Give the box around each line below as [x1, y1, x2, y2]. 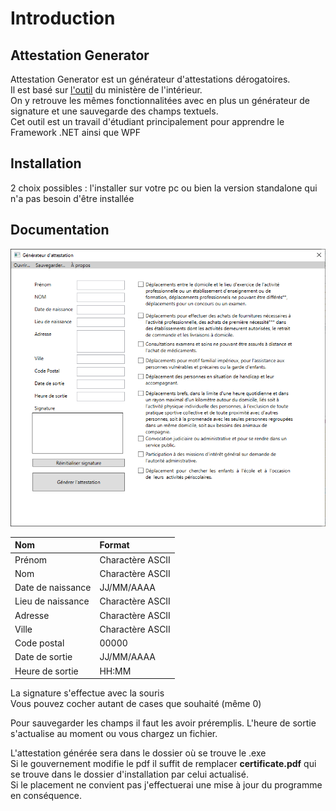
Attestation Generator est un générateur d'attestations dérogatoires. [10, 73, 291, 85]
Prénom [14, 553, 48, 566]
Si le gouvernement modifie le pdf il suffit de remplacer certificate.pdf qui [10, 758, 317, 770]
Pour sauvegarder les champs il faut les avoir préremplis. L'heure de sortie [10, 717, 317, 729]
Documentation [10, 222, 110, 239]
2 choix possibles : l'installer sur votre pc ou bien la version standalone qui [10, 182, 318, 194]
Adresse [14, 609, 50, 621]
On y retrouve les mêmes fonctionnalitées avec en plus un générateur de [10, 95, 310, 106]
